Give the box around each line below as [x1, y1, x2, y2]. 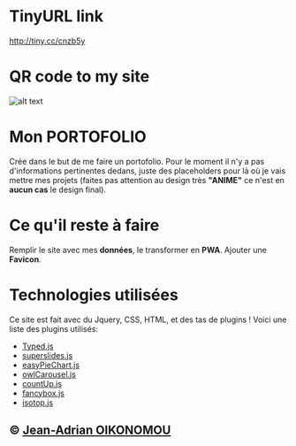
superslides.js [21, 350, 73, 360]
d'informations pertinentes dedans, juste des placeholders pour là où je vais [9, 165, 286, 176]
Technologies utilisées [9, 285, 178, 304]
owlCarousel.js [21, 369, 77, 380]
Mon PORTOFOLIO [9, 127, 148, 147]
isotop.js [21, 396, 54, 408]
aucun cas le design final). [9, 184, 107, 195]
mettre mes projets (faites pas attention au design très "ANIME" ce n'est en [9, 174, 285, 185]
